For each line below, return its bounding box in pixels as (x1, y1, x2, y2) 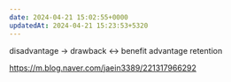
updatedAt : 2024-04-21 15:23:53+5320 (9, 21, 149, 30)
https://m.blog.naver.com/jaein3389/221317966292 (9, 63, 197, 73)
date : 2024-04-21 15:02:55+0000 (9, 12, 128, 22)
